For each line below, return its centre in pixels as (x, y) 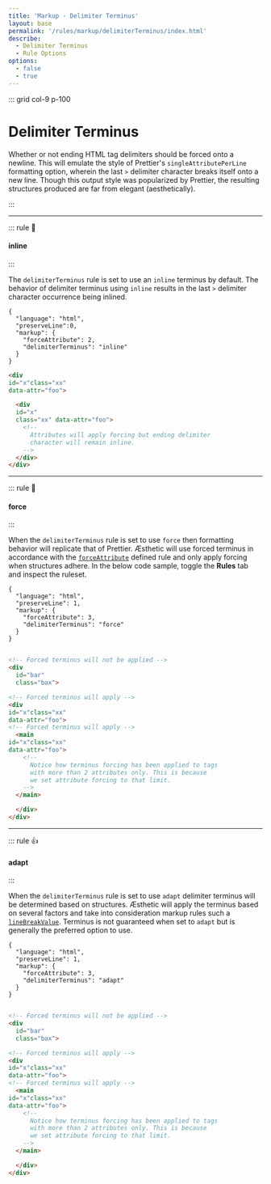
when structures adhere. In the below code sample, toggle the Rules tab (128, 566)
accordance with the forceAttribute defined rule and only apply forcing (128, 557)
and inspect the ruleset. (48, 574)
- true (27, 76)
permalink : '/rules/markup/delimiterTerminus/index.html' (108, 31)
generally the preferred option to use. (71, 930)
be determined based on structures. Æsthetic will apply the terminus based (133, 905)
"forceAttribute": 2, (59, 340)
